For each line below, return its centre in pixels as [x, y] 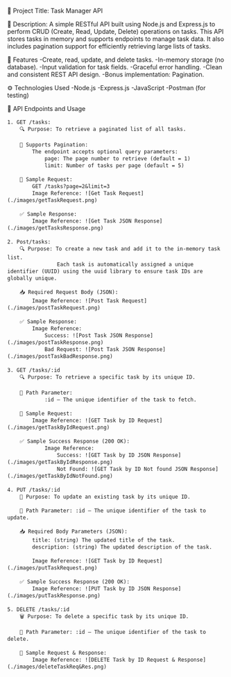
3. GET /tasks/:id [34, 370]
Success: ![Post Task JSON [83, 336]
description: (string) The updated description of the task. [122, 547]
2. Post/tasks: [29, 242]
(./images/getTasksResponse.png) [55, 228]
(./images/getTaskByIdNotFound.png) [60, 476]
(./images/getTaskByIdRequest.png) [59, 427]
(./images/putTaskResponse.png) [54, 596]
